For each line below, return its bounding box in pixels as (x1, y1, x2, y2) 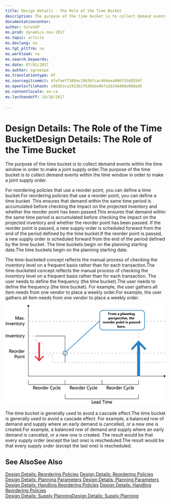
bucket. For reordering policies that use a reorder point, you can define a (5, 193, 157, 199)
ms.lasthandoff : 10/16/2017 (5, 94, 65, 100)
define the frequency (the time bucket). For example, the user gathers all (5, 284, 158, 290)
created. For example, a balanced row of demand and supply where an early (5, 426, 164, 433)
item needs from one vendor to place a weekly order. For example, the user (5, 289, 162, 296)
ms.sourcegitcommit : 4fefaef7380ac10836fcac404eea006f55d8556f (5, 78, 142, 84)
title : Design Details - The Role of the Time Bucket (5, 8, 122, 13)
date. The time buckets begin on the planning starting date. (5, 247, 128, 253)
